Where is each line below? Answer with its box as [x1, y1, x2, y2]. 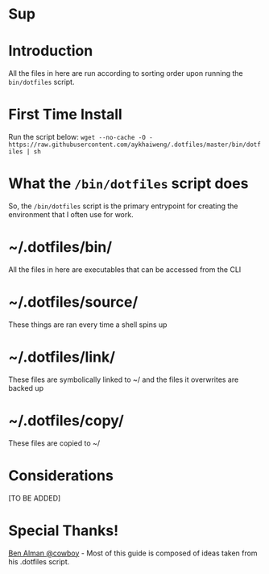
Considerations [8, 466, 114, 484]
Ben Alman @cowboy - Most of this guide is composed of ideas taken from [8, 548, 258, 558]
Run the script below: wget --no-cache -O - [8, 132, 153, 142]
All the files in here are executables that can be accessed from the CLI [8, 264, 242, 274]
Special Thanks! [8, 522, 119, 539]
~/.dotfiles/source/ [8, 293, 139, 312]
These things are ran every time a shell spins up [8, 320, 168, 329]
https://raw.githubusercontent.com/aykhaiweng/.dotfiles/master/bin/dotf [8, 140, 262, 149]
